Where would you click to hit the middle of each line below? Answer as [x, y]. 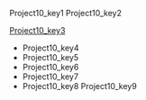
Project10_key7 [50, 77]
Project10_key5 [50, 57]
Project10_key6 [50, 67]
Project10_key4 [50, 48]
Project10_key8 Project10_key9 [79, 86]
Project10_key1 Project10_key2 [65, 13]
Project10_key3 [37, 30]
